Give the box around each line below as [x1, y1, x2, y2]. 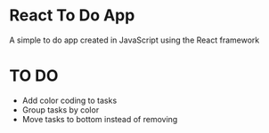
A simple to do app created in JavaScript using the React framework [9, 35, 260, 45]
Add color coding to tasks [21, 95, 118, 106]
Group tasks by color [21, 104, 100, 115]
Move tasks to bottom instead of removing [21, 113, 178, 124]
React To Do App [9, 5, 135, 26]
